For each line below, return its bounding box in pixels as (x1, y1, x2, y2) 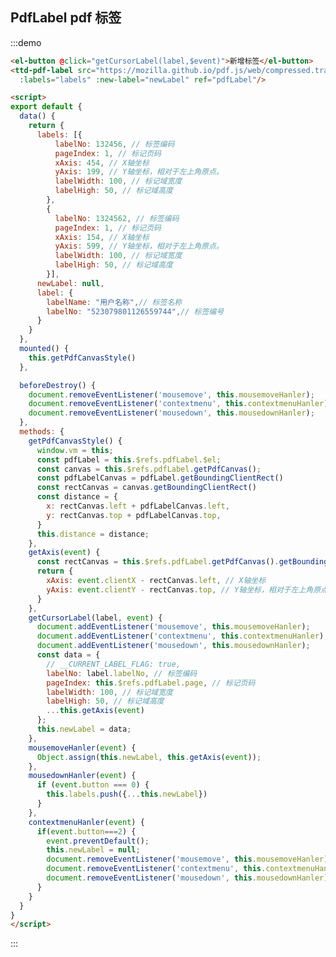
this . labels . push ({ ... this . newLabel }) (46, 789, 208, 800)
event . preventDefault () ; (46, 836, 150, 846)
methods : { (19, 427, 65, 437)
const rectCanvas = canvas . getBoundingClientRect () (36, 483, 257, 493)
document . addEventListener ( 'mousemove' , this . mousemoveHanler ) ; (36, 622, 311, 632)
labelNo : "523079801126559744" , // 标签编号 (46, 306, 225, 317)
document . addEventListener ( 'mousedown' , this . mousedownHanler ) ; (36, 641, 311, 651)
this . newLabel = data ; (36, 724, 132, 735)
